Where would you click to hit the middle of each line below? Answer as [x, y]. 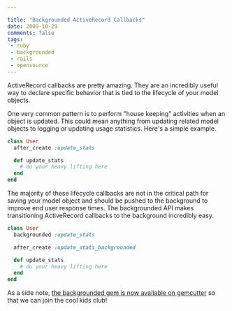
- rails [21, 59]
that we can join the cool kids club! [57, 301]
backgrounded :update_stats [55, 235]
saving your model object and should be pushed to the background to [108, 201]
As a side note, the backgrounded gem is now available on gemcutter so [111, 293]
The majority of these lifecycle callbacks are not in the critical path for [108, 193]
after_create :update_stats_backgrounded [75, 247]
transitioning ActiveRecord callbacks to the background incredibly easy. [111, 215]
